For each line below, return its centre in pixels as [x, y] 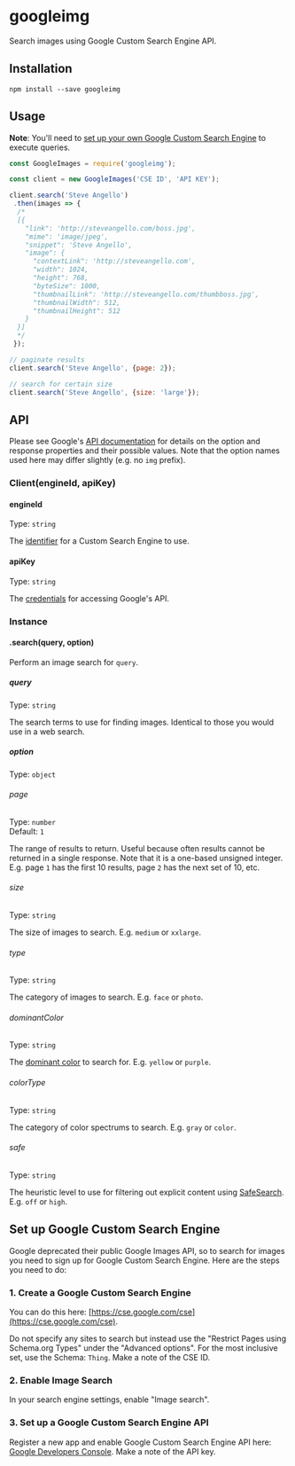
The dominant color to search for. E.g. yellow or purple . [110, 1062]
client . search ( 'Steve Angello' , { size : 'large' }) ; [105, 392]
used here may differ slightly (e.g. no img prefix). [97, 460]
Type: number [32, 821]
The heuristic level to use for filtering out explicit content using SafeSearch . [147, 1192]
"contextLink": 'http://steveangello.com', [114, 262]
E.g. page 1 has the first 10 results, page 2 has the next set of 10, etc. [134, 867]
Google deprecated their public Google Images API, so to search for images [147, 1250]
